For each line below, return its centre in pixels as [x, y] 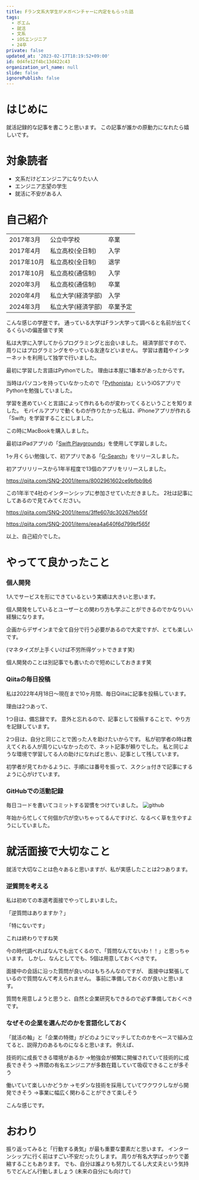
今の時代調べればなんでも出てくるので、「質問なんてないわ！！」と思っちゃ [98, 951]
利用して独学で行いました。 [66, 357]
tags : [13, 17]
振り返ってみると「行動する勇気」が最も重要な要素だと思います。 [86, 1149]
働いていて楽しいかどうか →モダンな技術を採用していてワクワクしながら [95, 1085]
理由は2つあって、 [29, 706]
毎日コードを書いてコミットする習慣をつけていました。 [74, 805]
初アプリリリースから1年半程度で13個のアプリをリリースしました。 [88, 468]
